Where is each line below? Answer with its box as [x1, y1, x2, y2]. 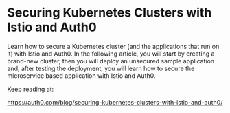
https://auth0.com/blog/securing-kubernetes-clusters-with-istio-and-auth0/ [7, 98, 223, 106]
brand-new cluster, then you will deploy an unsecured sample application [7, 56, 215, 65]
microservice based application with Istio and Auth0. [7, 71, 156, 80]
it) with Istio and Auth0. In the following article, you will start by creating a [7, 50, 215, 58]
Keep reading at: [7, 85, 54, 93]
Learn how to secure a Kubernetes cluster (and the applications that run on [7, 42, 220, 50]
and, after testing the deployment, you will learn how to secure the [7, 64, 195, 72]
